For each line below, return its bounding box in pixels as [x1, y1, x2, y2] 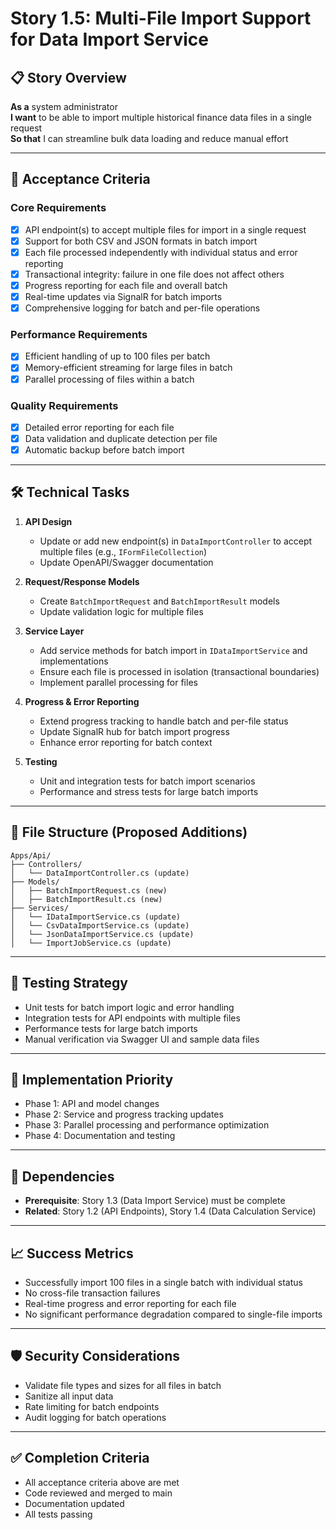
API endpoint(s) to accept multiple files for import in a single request [24, 223, 307, 236]
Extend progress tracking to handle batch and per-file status [39, 715, 289, 727]
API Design [24, 515, 73, 527]
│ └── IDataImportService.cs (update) [10, 912, 182, 922]
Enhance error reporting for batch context [39, 736, 213, 748]
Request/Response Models [24, 575, 140, 587]
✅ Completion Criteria [10, 1450, 150, 1467]
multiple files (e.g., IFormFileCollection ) [39, 545, 208, 557]
